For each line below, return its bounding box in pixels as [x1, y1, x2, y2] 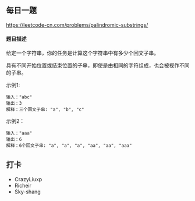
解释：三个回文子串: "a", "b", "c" [6, 107, 84, 112]
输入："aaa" [6, 131, 33, 136]
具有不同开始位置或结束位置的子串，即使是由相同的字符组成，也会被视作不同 [6, 62, 190, 69]
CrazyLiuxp [14, 175, 42, 182]
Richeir [14, 182, 32, 189]
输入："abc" [6, 94, 33, 100]
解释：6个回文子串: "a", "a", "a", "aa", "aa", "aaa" [6, 143, 132, 149]
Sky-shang [14, 188, 41, 195]
